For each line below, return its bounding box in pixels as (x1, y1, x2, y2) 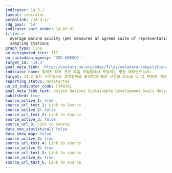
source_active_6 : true (5, 155, 54, 160)
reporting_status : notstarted (5, 79, 70, 84)
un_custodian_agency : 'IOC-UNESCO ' (5, 55, 83, 60)
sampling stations (10, 41, 50, 46)
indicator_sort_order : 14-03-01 (5, 27, 74, 32)
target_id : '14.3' (5, 60, 45, 65)
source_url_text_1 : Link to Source (5, 103, 81, 108)
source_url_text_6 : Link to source (5, 160, 81, 165)
